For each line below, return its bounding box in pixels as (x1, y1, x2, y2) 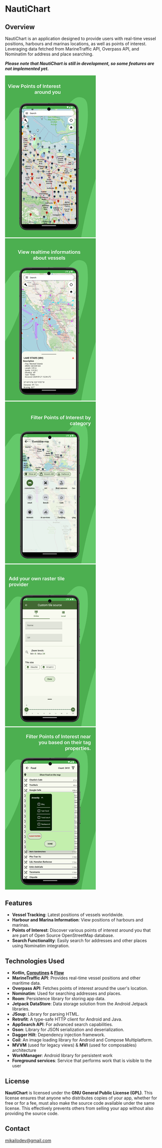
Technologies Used (5, 957, 64, 965)
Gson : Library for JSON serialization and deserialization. (12, 1027, 125, 1033)
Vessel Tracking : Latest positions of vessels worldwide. (12, 912, 124, 918)
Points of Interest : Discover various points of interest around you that (12, 927, 151, 933)
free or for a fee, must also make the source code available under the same (5, 1100, 155, 1106)
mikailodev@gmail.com (5, 1137, 52, 1143)
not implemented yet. (5, 66, 49, 71)
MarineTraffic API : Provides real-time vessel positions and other (12, 975, 141, 981)
